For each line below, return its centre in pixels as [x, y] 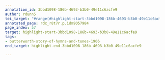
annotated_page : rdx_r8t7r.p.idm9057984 [47, 23]
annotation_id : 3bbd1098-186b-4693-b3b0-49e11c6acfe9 [61, 10]
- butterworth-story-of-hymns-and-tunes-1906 [52, 41]
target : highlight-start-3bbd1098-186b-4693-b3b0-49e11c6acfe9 [71, 32]
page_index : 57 [21, 28]
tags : [11, 37]
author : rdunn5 [21, 14]
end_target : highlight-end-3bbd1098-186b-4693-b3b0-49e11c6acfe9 [73, 46]
